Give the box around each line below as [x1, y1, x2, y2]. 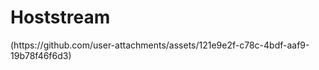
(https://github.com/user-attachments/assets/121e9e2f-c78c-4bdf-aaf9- [10, 39, 310, 51]
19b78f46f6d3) [10, 49, 72, 61]
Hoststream [10, 6, 111, 29]
